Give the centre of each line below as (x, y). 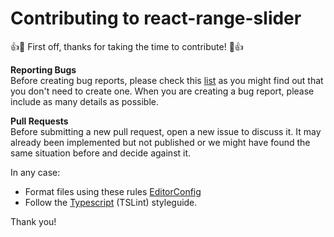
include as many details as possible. (85, 101)
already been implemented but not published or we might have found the (160, 142)
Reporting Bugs (43, 69)
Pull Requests (39, 121)
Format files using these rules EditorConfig (113, 191)
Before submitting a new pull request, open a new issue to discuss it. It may (166, 131)
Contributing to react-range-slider (156, 18)
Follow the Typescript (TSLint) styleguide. (111, 202)
